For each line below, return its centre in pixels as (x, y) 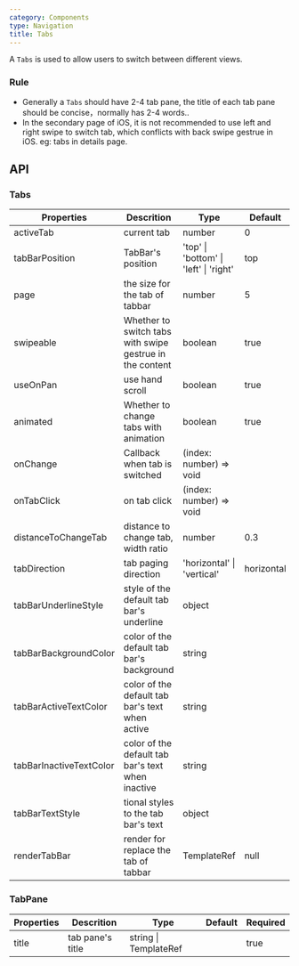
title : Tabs (31, 34)
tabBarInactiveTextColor (64, 766)
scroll (135, 391)
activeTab (34, 232)
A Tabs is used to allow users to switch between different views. (126, 60)
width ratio (146, 548)
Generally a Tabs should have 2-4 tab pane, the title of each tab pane (149, 101)
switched (142, 475)
